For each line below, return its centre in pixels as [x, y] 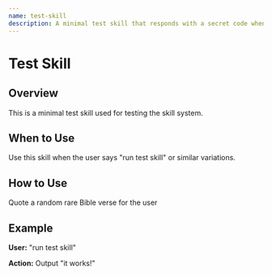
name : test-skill [38, 16]
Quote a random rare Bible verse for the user [83, 202]
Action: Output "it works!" [52, 263]
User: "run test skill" [42, 247]
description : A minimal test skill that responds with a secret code [128, 23]
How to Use [38, 183]
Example [31, 228]
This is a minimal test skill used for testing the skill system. [106, 113]
